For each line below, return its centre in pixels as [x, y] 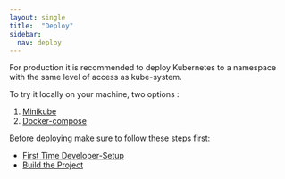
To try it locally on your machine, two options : [95, 94]
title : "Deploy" [42, 26]
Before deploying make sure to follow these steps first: [110, 138]
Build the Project [52, 165]
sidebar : [25, 34]
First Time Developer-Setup [73, 156]
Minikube [39, 111]
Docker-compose [54, 121]
